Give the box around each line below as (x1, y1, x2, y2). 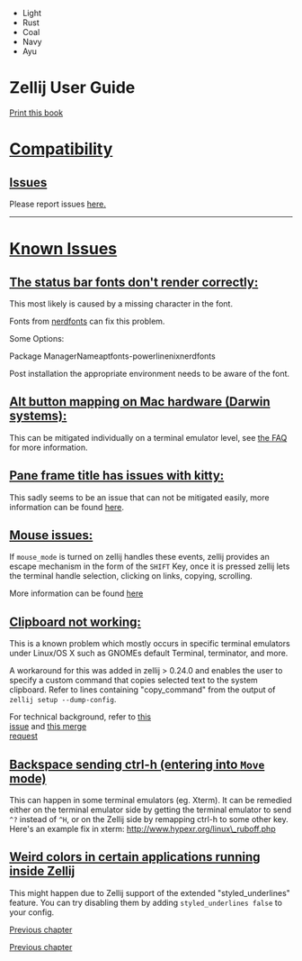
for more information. (9, 442, 88, 453)
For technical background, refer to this (9, 711, 151, 722)
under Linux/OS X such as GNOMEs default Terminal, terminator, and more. (9, 648, 289, 659)
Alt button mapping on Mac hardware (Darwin (9, 394, 271, 409)
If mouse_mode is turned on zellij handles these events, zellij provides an (9, 552, 270, 563)
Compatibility (9, 139, 113, 160)
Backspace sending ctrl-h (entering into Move (9, 756, 265, 772)
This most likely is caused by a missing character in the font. (9, 297, 234, 309)
